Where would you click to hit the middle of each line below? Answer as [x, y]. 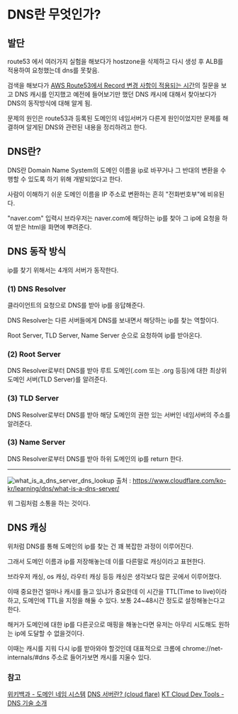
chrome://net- [203, 648]
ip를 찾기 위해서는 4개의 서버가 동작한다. [63, 270]
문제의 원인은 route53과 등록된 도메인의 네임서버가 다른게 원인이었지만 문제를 [114, 118]
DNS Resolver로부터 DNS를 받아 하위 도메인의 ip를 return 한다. [96, 458]
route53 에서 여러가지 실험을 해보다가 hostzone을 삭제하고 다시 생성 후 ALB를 [115, 61]
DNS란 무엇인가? [54, 15]
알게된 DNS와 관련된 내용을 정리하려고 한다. [86, 127]
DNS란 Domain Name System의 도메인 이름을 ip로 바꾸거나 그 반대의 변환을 [113, 170]
